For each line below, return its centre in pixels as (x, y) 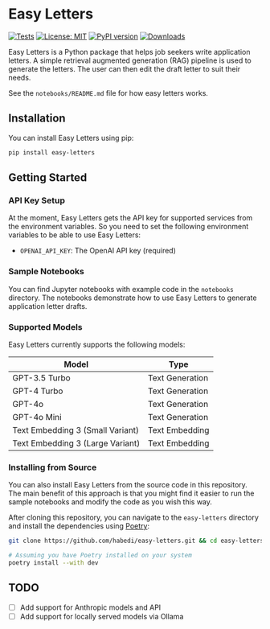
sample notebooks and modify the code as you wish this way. (110, 502)
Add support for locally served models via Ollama (102, 616)
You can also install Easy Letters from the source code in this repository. (128, 485)
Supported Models (45, 327)
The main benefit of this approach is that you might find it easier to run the (131, 493)
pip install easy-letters (51, 152)
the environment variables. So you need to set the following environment (129, 227)
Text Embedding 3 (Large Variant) (76, 443)
